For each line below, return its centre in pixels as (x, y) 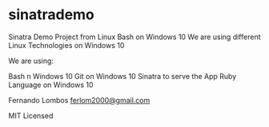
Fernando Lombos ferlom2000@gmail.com (79, 100)
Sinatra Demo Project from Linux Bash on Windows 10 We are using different (134, 37)
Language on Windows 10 (51, 85)
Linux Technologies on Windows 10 (66, 45)
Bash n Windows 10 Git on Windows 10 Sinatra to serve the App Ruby (122, 76)
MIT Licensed (31, 115)
